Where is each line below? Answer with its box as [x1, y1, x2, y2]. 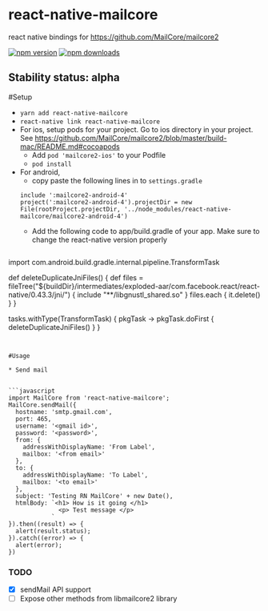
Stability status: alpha [8, 70, 120, 85]
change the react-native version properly [31, 235, 168, 244]
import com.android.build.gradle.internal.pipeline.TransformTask [8, 257, 220, 267]
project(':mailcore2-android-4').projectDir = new [19, 198, 193, 206]
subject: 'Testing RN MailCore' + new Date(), [15, 492, 174, 500]
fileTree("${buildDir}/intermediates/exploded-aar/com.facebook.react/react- [8, 281, 260, 291]
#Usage [8, 352, 30, 360]
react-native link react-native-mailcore [19, 118, 160, 126]
